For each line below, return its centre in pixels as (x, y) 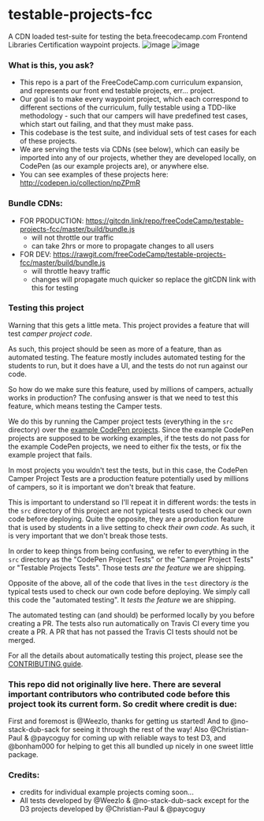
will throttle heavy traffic (71, 271)
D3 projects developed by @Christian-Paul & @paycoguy (112, 809)
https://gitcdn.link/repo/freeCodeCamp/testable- (165, 220)
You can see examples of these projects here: (94, 174)
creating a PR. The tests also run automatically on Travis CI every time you (129, 623)
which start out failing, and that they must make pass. (106, 125)
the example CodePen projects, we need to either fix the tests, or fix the (125, 446)
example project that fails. (50, 454)
